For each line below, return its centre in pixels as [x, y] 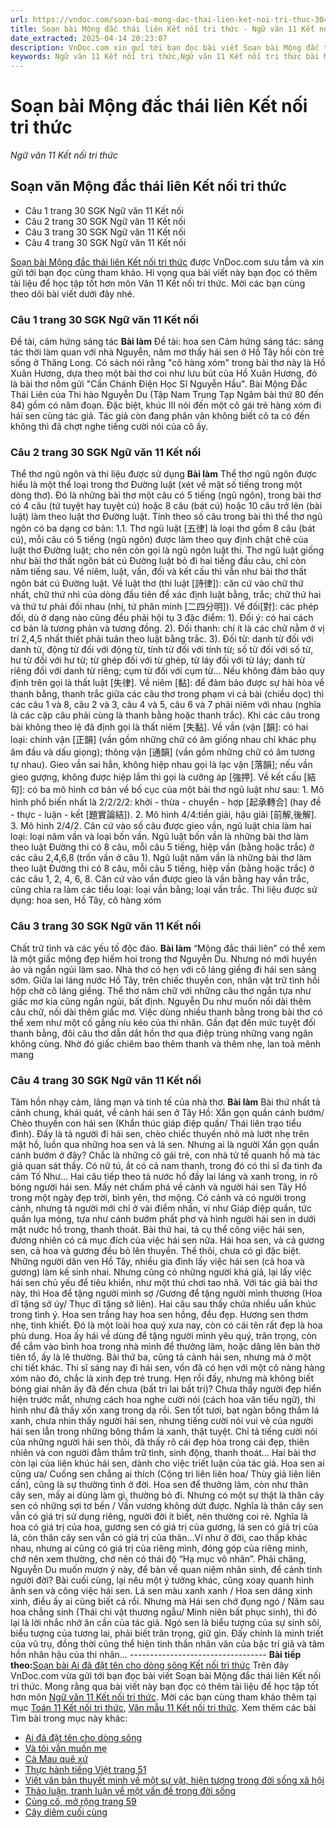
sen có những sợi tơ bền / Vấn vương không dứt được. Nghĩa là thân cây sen [167, 1506]
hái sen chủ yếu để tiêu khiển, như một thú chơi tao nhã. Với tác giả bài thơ [164, 1283]
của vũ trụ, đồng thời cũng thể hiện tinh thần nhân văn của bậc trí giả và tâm [167, 1644]
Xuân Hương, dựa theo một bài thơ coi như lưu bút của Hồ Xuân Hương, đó [164, 373]
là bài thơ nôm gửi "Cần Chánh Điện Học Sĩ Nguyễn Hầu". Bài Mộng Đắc [159, 384]
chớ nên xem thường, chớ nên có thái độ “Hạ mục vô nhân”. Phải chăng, [158, 1559]
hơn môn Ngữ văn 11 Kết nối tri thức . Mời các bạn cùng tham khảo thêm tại [163, 1697]
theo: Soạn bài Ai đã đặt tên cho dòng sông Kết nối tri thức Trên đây [150, 1665]
